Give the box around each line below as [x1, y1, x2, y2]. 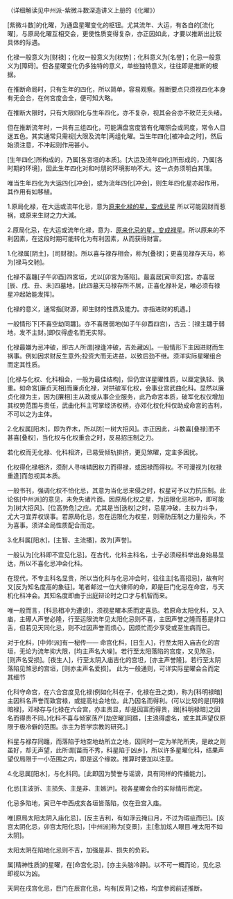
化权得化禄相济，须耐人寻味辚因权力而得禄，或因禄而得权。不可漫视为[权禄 [7, 463, 223, 471]
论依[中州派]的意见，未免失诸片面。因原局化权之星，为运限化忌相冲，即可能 [7, 495, 225, 503]
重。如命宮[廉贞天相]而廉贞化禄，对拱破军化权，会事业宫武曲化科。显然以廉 [7, 384, 225, 392]
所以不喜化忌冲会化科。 [19, 559, 87, 568]
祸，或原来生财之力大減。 [7, 211, 80, 219]
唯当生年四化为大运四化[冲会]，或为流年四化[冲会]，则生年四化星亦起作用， [7, 179, 223, 187]
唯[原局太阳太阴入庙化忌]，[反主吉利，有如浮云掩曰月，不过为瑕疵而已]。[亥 [7, 814, 225, 822]
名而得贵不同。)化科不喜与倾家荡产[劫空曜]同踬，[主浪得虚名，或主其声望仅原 [7, 714, 226, 722]
